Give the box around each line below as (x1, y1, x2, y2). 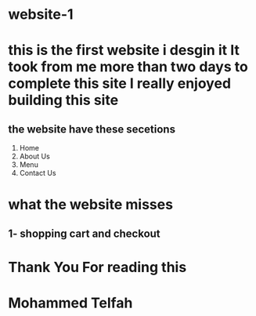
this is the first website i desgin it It (8, 42, 240, 60)
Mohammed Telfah (8, 294, 133, 312)
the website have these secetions (8, 122, 176, 136)
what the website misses (8, 196, 174, 213)
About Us (19, 151, 51, 162)
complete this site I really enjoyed (8, 74, 232, 93)
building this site (8, 92, 119, 109)
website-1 (8, 5, 74, 24)
